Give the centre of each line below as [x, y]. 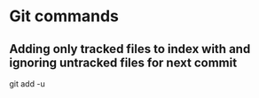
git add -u [27, 84]
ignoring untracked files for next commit [123, 62]
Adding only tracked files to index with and [130, 49]
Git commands [64, 16]
